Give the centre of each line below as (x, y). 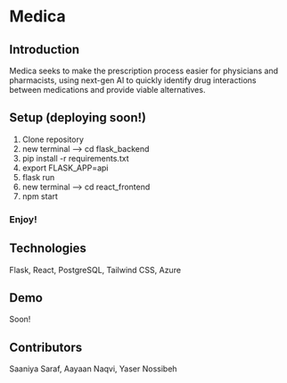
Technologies (48, 249)
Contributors (46, 347)
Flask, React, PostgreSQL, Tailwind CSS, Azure (95, 270)
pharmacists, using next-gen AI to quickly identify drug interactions (133, 80)
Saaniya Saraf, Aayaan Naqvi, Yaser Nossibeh (93, 369)
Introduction (45, 50)
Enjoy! (23, 219)
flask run (38, 177)
